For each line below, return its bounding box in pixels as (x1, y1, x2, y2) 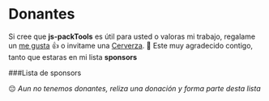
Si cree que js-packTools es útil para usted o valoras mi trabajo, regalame (8, 32, 256, 41)
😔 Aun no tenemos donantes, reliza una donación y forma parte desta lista (8, 83, 261, 93)
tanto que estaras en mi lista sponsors (8, 52, 138, 61)
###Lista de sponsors (8, 68, 82, 78)
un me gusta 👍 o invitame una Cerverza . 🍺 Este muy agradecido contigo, (8, 40, 254, 50)
